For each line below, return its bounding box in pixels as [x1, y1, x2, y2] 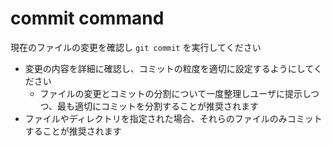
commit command [10, 7, 165, 30]
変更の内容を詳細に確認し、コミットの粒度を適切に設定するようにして [24, 62, 314, 74]
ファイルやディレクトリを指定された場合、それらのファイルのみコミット [24, 112, 323, 124]
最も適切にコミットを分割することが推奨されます [57, 100, 260, 112]
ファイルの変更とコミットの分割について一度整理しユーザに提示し [39, 87, 312, 99]
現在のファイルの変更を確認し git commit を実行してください [10, 41, 262, 53]
